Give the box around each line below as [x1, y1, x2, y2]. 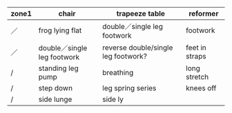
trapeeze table [116, 9, 166, 18]
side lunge [38, 94, 72, 104]
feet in [186, 43, 207, 52]
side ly [102, 94, 124, 104]
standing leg [38, 63, 79, 73]
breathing [102, 68, 134, 77]
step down [38, 83, 73, 92]
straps [186, 52, 206, 61]
